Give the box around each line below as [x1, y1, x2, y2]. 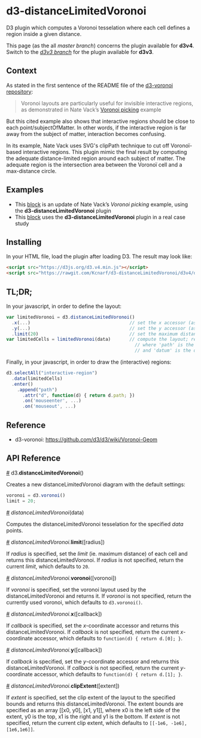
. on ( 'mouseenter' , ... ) [22, 398, 82, 404]
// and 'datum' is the [134, 347, 191, 354]
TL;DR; [6, 286, 33, 297]
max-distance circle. [6, 167, 57, 174]
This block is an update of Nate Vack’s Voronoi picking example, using [14, 201, 188, 208]
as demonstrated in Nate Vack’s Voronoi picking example [20, 106, 162, 113]
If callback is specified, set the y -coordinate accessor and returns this [6, 658, 179, 665]
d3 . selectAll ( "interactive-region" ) [6, 370, 98, 376]
